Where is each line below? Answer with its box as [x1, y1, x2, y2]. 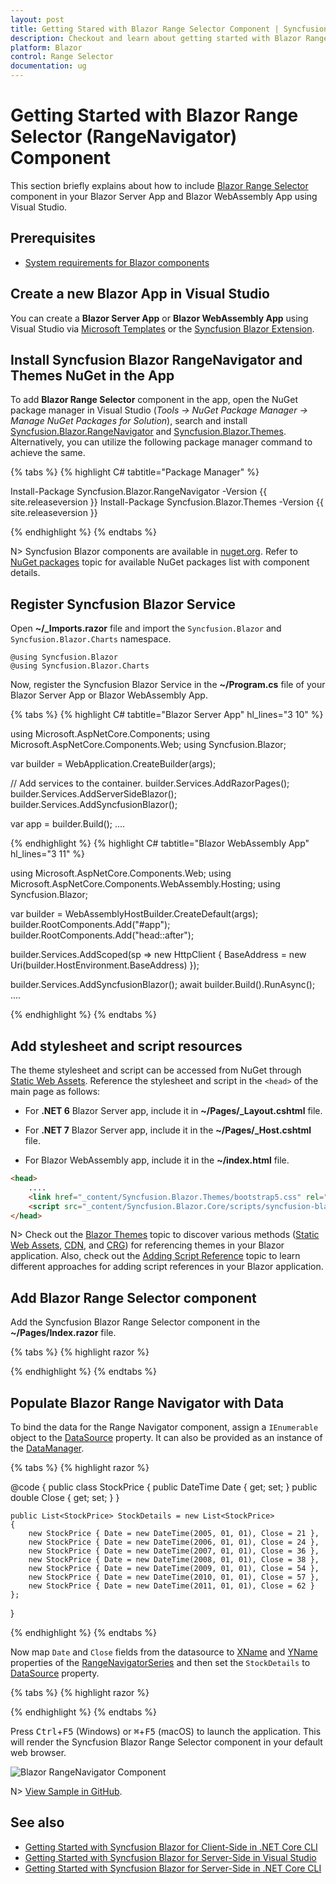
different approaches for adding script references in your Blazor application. [10, 1261, 324, 1273]
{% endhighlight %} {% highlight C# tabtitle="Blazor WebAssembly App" [10, 837, 310, 850]
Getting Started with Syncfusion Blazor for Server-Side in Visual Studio [24, 1851, 317, 1863]
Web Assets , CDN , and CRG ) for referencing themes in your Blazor [10, 1239, 285, 1251]
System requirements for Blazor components [24, 256, 210, 268]
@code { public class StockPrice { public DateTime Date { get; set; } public [10, 1481, 318, 1493]
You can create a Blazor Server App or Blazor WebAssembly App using [10, 312, 309, 324]
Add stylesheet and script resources [10, 1037, 243, 1055]
